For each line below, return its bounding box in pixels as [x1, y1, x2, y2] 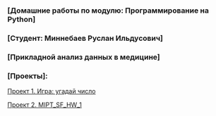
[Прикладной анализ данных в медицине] [7, 52, 160, 62]
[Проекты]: [7, 71, 48, 81]
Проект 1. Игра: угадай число [7, 87, 96, 96]
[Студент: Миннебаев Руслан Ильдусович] [7, 33, 164, 43]
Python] [7, 14, 36, 24]
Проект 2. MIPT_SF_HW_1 [7, 101, 83, 109]
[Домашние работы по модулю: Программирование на [7, 6, 210, 15]
